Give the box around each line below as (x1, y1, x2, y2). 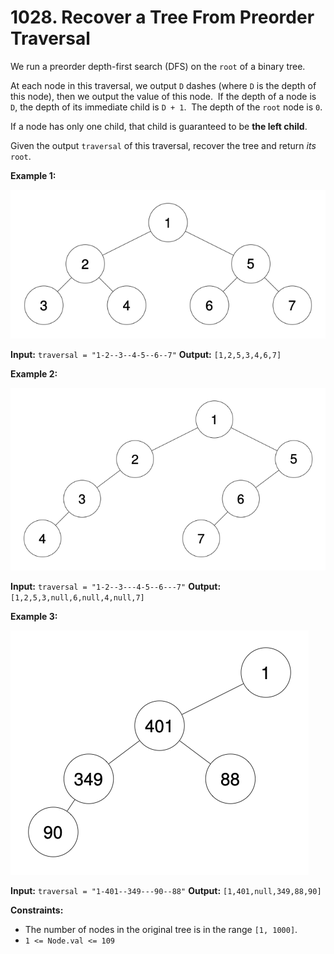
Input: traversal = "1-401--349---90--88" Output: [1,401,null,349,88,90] (10, 885, 322, 897)
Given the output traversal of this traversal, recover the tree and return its (10, 139, 317, 151)
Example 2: (10, 368, 58, 380)
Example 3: (10, 611, 58, 623)
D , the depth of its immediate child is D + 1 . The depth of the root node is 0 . (10, 101, 323, 113)
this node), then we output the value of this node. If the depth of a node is (10, 90, 317, 102)
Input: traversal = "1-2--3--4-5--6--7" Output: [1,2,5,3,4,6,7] (10, 349, 282, 361)
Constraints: (10, 904, 64, 916)
